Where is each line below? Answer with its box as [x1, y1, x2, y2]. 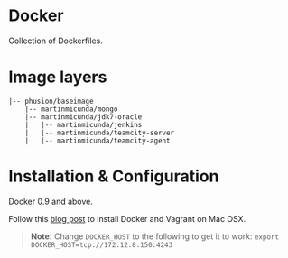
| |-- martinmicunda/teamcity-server [24, 128, 175, 137]
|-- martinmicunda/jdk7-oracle [24, 112, 143, 122]
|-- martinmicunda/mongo [24, 105, 118, 114]
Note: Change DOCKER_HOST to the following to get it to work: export [30, 231, 279, 242]
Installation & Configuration [8, 166, 219, 187]
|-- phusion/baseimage [8, 97, 94, 106]
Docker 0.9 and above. [8, 196, 94, 207]
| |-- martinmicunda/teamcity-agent [24, 136, 171, 145]
